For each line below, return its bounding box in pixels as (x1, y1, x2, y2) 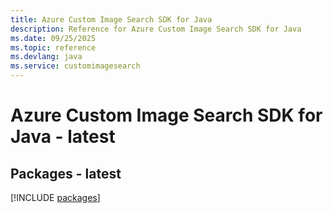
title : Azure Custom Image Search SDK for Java (10, 14, 213, 25)
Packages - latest (10, 165, 122, 182)
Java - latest (10, 126, 116, 148)
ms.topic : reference (10, 42, 97, 53)
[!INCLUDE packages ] (10, 192, 101, 203)
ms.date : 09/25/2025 (10, 33, 97, 43)
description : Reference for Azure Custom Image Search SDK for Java (10, 24, 302, 34)
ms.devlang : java (10, 52, 83, 62)
